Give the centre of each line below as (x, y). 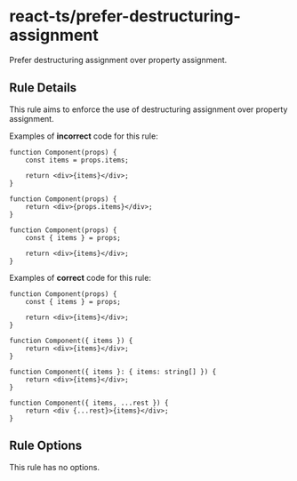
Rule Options (46, 446)
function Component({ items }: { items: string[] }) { (113, 372)
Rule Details (43, 88)
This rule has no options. (55, 467)
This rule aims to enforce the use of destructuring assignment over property (148, 109)
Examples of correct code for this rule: (80, 277)
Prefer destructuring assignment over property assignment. (118, 60)
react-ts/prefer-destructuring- (125, 16)
